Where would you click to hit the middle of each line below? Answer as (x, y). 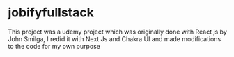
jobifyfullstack (51, 13)
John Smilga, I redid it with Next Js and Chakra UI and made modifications (115, 38)
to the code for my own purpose (54, 46)
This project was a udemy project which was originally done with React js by (117, 32)
